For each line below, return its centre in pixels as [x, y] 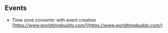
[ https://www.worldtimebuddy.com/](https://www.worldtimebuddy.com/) [87, 25]
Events [16, 8]
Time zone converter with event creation [54, 20]
